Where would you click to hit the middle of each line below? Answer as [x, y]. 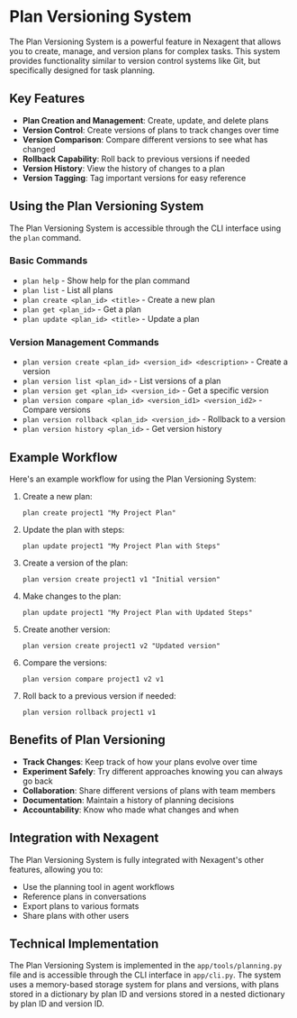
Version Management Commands [84, 342]
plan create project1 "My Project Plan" [99, 513]
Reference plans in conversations [84, 896]
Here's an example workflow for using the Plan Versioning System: [133, 479]
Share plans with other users [76, 915]
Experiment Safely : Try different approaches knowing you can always [153, 771]
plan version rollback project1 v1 [89, 712]
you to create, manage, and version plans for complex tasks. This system [145, 50]
